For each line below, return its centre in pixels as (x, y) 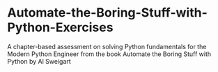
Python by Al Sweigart (39, 61)
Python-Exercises (60, 27)
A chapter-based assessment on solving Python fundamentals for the (107, 46)
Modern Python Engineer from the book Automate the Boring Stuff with (109, 54)
